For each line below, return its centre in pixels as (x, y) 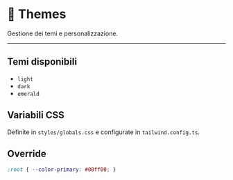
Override (27, 153)
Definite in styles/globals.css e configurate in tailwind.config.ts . (103, 132)
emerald (28, 94)
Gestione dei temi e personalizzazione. (63, 33)
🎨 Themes (37, 14)
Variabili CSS (36, 115)
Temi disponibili (42, 62)
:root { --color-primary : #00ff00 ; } (62, 170)
